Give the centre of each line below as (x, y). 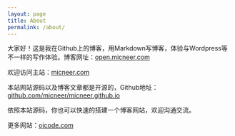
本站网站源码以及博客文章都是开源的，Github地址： (83, 88)
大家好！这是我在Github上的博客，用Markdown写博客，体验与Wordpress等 (117, 48)
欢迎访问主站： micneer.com (49, 73)
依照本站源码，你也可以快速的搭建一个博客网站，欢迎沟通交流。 (101, 110)
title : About (27, 21)
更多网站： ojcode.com (40, 125)
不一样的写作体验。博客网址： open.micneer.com (79, 57)
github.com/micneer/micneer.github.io (64, 95)
